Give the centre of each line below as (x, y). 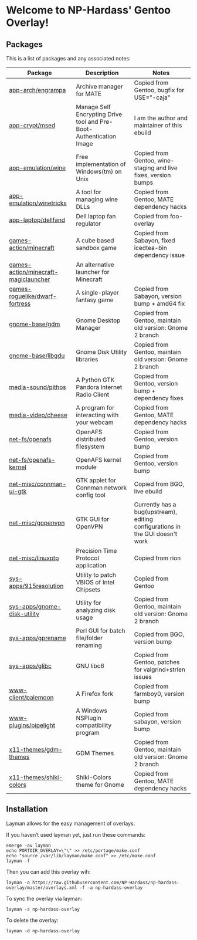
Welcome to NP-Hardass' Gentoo (89, 10)
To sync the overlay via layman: (44, 898)
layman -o (18, 882)
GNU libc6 (90, 666)
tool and (87, 122)
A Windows (91, 711)
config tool (91, 495)
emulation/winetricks (38, 203)
